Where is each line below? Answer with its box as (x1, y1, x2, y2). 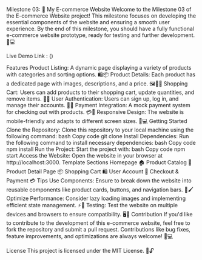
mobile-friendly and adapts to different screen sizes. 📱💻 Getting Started (6, 118, 187, 124)
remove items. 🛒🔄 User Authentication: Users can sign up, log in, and (6, 95, 179, 102)
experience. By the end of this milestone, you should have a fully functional (6, 25, 194, 32)
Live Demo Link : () (6, 52, 53, 59)
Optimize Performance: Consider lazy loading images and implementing (6, 195, 186, 202)
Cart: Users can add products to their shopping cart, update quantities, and (6, 88, 195, 96)
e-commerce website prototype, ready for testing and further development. (6, 32, 195, 39)
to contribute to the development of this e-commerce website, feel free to (6, 219, 190, 227)
